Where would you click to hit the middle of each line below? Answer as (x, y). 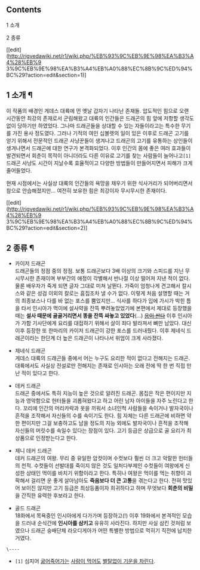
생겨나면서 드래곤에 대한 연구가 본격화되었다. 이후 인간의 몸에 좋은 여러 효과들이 (99, 148)
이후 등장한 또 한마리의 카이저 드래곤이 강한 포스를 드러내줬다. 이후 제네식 (100, 331)
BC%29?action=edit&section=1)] (46, 75)
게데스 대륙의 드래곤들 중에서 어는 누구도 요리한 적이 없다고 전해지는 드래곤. (102, 358)
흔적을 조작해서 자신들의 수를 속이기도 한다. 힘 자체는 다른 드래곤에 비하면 (100, 416)
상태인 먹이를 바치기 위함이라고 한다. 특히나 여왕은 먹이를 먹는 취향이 (106, 473)
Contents (24, 10)
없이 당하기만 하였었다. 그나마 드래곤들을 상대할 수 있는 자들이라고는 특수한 (93, 125)
